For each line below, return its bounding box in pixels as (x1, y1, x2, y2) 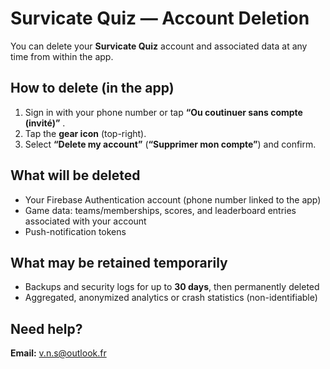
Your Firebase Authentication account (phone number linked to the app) (24, 193, 322, 206)
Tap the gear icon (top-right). (24, 127, 147, 139)
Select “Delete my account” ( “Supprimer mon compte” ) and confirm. (24, 138, 317, 150)
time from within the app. (10, 50, 114, 62)
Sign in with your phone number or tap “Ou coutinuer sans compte (24, 106, 303, 118)
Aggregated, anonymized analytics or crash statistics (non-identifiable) (24, 292, 318, 304)
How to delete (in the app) (10, 80, 175, 97)
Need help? (10, 320, 83, 337)
